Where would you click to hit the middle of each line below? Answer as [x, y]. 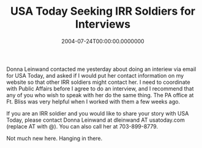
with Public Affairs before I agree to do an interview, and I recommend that [100, 88]
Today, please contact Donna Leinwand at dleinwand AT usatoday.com [96, 120]
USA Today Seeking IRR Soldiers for [103, 11]
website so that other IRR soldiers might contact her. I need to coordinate [99, 82]
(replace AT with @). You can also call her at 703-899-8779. [82, 126]
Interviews [103, 24]
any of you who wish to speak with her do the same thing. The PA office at [100, 95]
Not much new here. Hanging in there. [54, 138]
